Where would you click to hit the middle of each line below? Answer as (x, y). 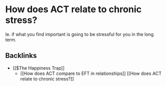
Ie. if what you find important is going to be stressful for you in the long (79, 34)
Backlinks (21, 56)
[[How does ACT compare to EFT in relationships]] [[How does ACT (91, 73)
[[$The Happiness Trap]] (39, 68)
